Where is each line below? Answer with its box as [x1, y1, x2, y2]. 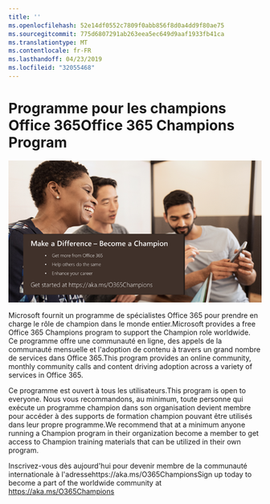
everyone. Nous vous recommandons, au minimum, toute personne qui [8, 394, 243, 404]
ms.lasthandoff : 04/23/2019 [8, 55, 103, 63]
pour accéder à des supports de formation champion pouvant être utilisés [8, 412, 253, 421]
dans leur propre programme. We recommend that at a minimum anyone [8, 420, 246, 429]
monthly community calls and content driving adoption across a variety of [8, 362, 253, 372]
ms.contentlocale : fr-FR [8, 47, 92, 55]
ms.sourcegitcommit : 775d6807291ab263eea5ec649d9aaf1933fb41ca [8, 30, 225, 38]
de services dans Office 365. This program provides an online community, [8, 353, 252, 363]
